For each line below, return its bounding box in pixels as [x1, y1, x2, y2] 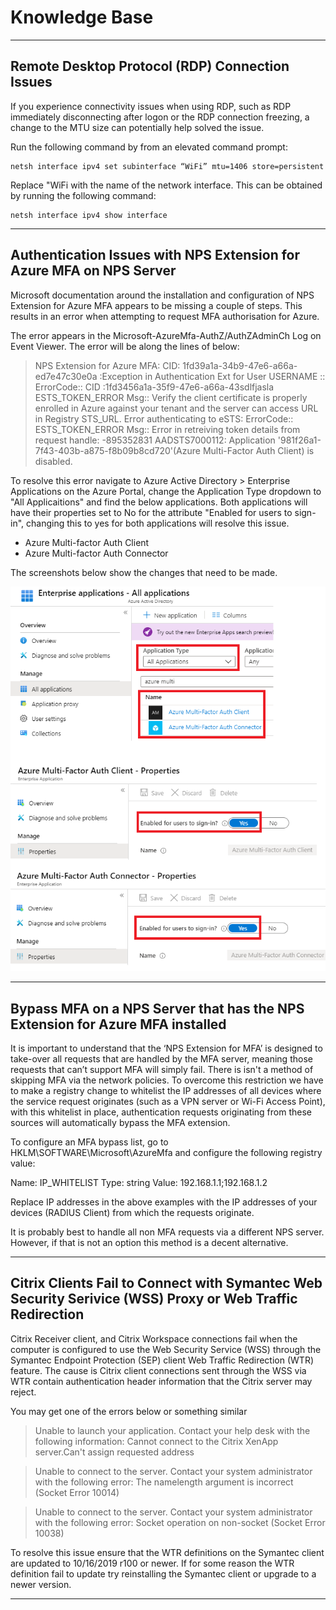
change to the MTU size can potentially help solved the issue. [10, 121, 265, 133]
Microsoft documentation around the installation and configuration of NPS [10, 289, 315, 301]
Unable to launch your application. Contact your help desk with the [34, 1424, 311, 1436]
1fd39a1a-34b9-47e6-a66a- [182, 359, 298, 371]
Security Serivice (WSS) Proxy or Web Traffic [10, 1291, 298, 1308]
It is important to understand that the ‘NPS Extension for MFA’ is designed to [10, 1042, 323, 1054]
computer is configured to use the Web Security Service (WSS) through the [10, 1343, 322, 1355]
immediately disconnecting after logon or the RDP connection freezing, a [10, 111, 310, 123]
